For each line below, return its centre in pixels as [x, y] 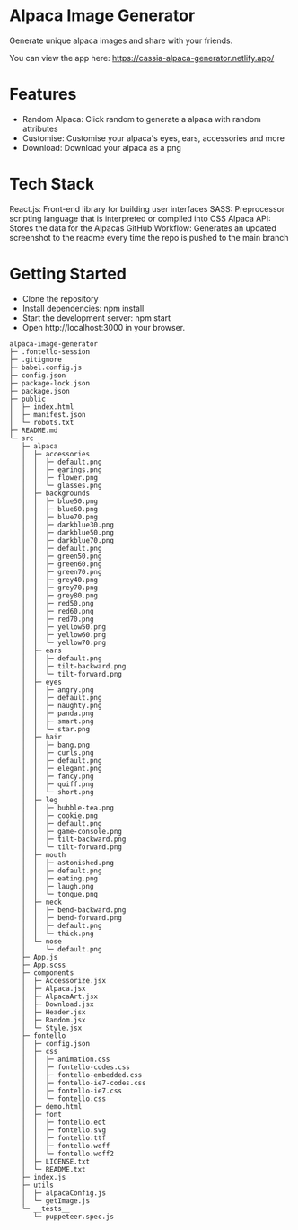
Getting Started [68, 274]
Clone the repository [60, 298]
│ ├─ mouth [44, 854]
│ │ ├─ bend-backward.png [74, 910]
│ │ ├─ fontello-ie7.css [72, 1091]
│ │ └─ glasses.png [61, 485]
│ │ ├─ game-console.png [72, 831]
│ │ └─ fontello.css [63, 1098]
